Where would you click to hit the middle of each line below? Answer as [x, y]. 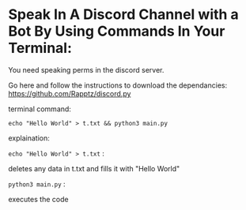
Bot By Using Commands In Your [117, 31]
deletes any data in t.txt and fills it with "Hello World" [94, 168]
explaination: [29, 138]
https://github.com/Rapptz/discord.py [70, 93]
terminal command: [40, 109]
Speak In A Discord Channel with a [123, 15]
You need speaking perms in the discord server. [86, 69]
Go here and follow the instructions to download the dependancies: [118, 85]
